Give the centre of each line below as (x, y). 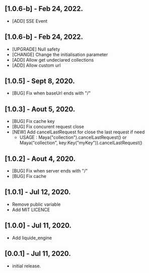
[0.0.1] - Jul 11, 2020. (38, 254)
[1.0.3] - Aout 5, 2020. (40, 109)
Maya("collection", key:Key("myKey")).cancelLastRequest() (81, 143)
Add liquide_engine (32, 238)
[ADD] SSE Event (30, 21)
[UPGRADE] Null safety (36, 49)
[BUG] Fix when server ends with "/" (50, 171)
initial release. (26, 266)
